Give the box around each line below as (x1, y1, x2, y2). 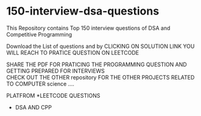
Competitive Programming (6, 30, 72, 38)
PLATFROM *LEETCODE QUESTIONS (6, 92, 100, 99)
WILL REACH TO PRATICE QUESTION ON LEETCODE (6, 49, 139, 56)
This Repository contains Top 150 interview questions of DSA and (6, 24, 171, 32)
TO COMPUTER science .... (6, 80, 75, 87)
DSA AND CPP (15, 103, 52, 111)
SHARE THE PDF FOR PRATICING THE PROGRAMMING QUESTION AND (6, 61, 187, 68)
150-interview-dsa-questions (6, 4, 160, 18)
